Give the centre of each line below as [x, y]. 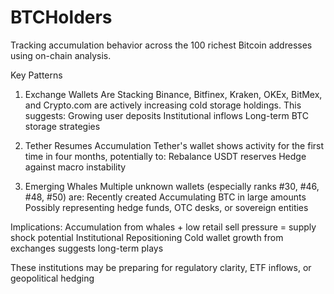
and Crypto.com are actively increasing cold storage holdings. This [163, 105]
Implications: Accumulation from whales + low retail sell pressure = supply [163, 227]
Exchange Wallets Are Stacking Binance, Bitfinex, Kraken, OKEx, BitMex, [173, 94]
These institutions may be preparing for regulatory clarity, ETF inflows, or [161, 267]
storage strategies [62, 126]
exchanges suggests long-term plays [87, 248]
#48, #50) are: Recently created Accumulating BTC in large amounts [165, 197]
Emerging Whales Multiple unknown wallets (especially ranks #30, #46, [172, 186]
